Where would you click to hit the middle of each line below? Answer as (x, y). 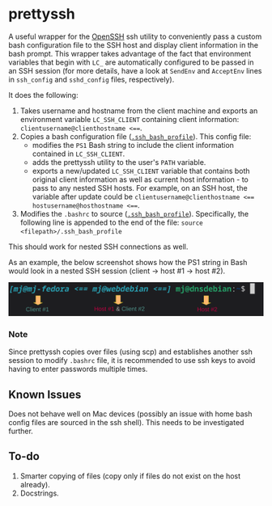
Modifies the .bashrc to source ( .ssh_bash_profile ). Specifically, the (134, 213)
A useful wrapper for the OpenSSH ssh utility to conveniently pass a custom (135, 36)
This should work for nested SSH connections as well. (98, 247)
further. (21, 431)
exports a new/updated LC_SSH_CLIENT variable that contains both (141, 171)
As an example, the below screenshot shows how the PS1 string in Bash (128, 262)
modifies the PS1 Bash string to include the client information (133, 145)
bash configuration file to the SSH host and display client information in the (134, 44)
